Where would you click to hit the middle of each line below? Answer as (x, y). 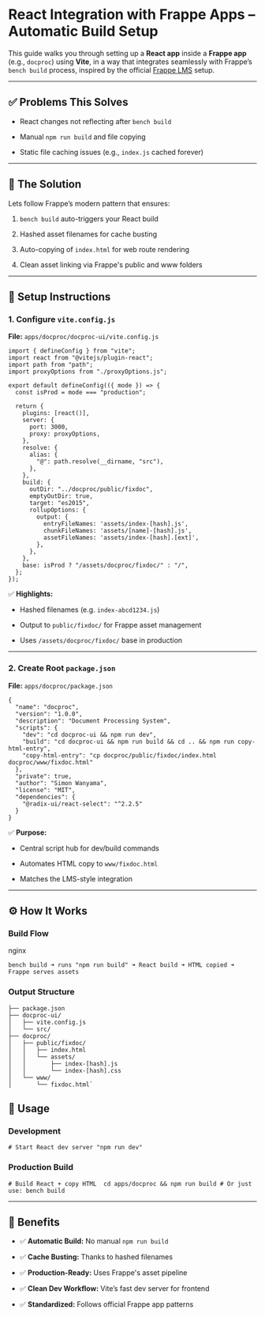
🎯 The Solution (45, 185)
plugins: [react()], (56, 413)
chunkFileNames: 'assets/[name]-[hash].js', (118, 531)
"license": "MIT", (46, 790)
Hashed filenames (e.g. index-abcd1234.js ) (90, 609)
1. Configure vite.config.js (62, 319)
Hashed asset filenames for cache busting (88, 234)
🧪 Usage (29, 1108)
